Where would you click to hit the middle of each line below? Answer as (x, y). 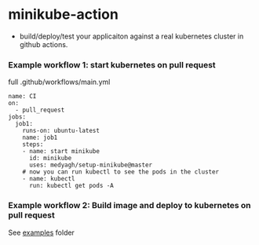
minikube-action (64, 15)
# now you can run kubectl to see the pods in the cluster (121, 172)
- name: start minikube (61, 152)
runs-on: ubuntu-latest (61, 131)
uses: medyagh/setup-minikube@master (91, 165)
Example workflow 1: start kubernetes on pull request (112, 64)
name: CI (22, 97)
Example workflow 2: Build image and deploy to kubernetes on (129, 206)
